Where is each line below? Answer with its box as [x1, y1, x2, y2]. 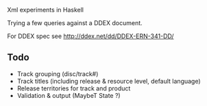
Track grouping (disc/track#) [16, 69, 99, 77]
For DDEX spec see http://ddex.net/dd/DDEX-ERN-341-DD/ [7, 32, 174, 40]
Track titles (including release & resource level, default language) [16, 77, 201, 85]
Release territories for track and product [16, 84, 131, 92]
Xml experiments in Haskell [7, 6, 84, 14]
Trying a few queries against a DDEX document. [7, 19, 143, 26]
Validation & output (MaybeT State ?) [16, 91, 121, 99]
